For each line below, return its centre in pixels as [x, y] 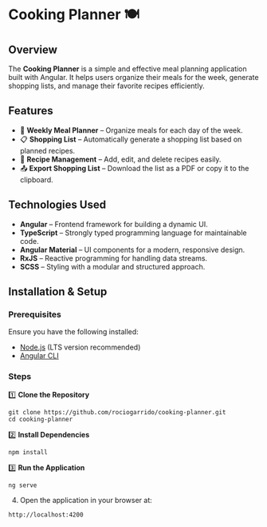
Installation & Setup [58, 292]
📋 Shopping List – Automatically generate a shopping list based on [131, 139]
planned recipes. [47, 150]
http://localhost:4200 [46, 515]
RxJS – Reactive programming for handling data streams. [114, 258]
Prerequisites [35, 314]
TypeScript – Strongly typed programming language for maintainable [133, 233]
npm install [28, 452]
